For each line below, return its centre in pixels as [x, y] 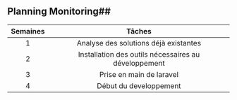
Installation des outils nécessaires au [139, 54]
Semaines [28, 31]
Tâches [139, 31]
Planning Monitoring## [59, 12]
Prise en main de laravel [139, 74]
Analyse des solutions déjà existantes [139, 43]
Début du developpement [139, 85]
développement [139, 63]
